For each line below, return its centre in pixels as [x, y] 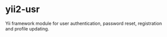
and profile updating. [27, 28]
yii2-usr [22, 9]
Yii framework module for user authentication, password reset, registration [84, 23]
